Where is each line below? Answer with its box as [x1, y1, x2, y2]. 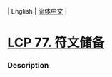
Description [7, 61, 49, 71]
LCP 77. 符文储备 [7, 35, 105, 51]
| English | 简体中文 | [7, 7, 68, 15]
